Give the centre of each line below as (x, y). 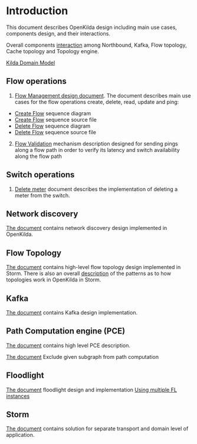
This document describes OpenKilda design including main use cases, (91, 27)
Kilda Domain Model (31, 63)
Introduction (37, 11)
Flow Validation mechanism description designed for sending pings (96, 144)
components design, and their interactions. (58, 33)
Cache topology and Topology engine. (52, 51)
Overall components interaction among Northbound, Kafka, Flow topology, (96, 45)
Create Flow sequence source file (56, 119)
